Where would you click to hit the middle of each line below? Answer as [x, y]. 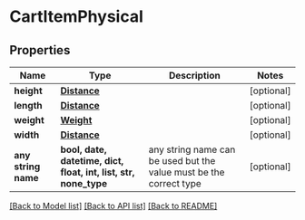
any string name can [192, 149]
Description [194, 76]
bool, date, [84, 149]
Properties [40, 50]
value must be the [187, 172]
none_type [84, 183]
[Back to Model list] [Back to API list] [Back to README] [113, 206]
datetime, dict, [92, 161]
